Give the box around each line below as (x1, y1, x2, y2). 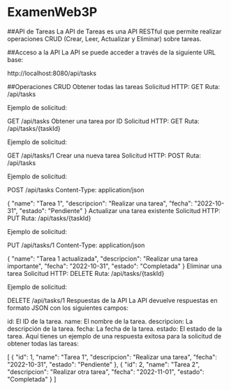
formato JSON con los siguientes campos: (7, 304, 129, 312)
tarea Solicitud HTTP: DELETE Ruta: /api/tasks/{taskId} (7, 269, 165, 277)
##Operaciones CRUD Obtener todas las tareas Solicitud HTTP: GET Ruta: (7, 82, 221, 91)
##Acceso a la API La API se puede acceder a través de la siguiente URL (7, 48, 216, 56)
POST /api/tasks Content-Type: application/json (7, 185, 144, 194)
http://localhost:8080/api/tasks (7, 69, 96, 77)
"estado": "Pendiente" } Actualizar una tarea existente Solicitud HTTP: (19, 206, 221, 214)
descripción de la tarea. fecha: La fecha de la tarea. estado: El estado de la (7, 325, 222, 333)
